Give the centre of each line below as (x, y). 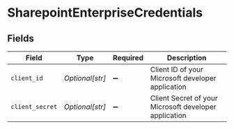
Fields (21, 38)
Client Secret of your (184, 98)
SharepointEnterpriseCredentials (105, 13)
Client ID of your (177, 69)
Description (187, 58)
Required (128, 58)
